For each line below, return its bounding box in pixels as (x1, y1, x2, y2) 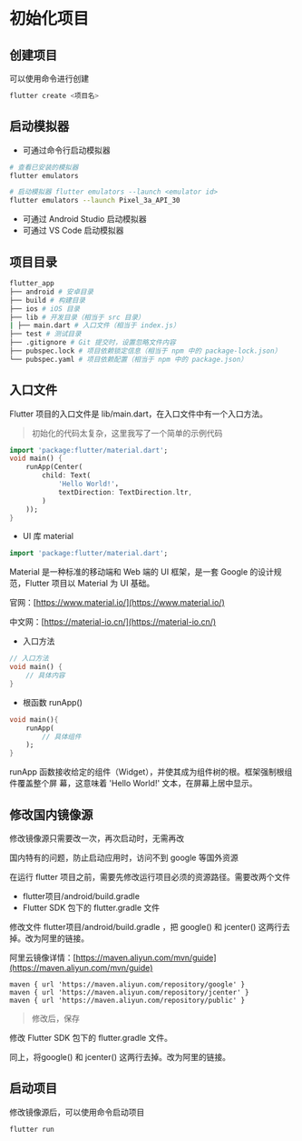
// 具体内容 (25, 671, 65, 680)
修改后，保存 (31, 1013, 80, 1024)
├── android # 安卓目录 (9, 287, 93, 296)
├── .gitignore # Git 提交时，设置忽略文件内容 (9, 338, 177, 347)
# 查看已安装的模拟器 (9, 163, 79, 172)
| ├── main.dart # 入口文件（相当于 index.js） (9, 321, 180, 330)
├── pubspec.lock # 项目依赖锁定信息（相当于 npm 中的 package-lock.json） (9, 346, 282, 355)
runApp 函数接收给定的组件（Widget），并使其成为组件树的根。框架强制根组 (9, 766, 293, 777)
